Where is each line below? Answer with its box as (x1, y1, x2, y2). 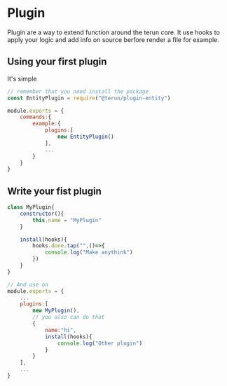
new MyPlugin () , (32, 307, 80, 315)
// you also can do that (32, 314, 105, 321)
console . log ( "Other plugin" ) (57, 340, 142, 347)
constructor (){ (20, 210, 64, 217)
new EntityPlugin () (57, 133, 114, 140)
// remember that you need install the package (7, 88, 149, 95)
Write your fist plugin (7, 185, 102, 197)
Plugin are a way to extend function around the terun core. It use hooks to (7, 28, 221, 36)
